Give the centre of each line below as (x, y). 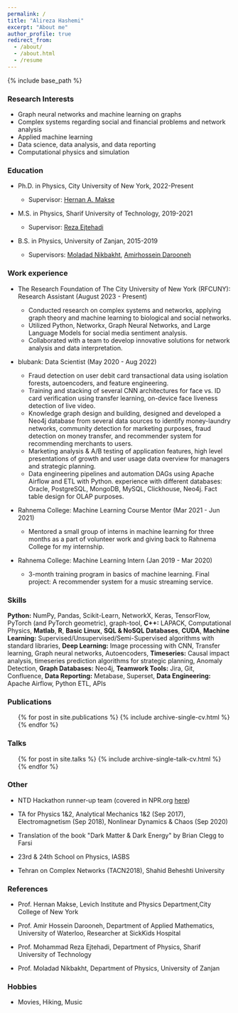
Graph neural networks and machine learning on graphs (99, 114)
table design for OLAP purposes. (76, 496)
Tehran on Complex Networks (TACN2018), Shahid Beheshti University (121, 870)
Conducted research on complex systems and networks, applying (125, 310)
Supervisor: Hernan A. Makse (71, 200)
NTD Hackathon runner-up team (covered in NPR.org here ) (104, 800)
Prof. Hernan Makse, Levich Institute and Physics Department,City (114, 904)
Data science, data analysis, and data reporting (87, 145)
